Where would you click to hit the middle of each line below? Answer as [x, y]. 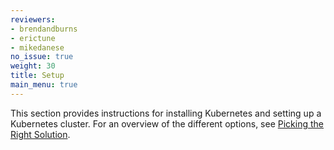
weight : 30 [33, 66]
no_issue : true [42, 57]
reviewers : [33, 19]
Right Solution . [40, 134]
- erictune [33, 38]
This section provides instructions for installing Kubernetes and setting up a [166, 113]
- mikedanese [37, 47]
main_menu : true [44, 85]
